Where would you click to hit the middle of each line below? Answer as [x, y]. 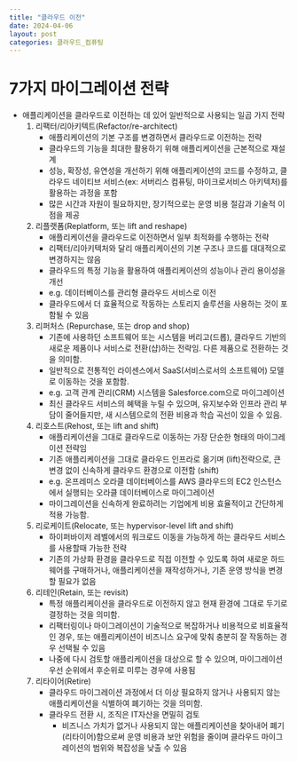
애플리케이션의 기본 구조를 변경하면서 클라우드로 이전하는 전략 [155, 138]
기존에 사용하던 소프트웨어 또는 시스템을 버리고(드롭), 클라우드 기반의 [167, 337]
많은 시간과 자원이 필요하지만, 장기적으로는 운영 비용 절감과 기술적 [162, 204]
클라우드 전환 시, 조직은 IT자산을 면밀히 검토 [124, 715]
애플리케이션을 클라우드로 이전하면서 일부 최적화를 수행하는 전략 [159, 237]
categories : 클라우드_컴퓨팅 [56, 42]
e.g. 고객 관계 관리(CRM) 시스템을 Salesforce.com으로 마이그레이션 [167, 392]
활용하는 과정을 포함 [83, 193]
